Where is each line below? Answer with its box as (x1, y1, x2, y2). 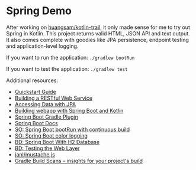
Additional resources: (6, 77, 58, 84)
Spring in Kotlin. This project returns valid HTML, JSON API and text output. (6, 30, 191, 37)
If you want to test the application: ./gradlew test (6, 65, 128, 72)
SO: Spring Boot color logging (14, 132, 88, 139)
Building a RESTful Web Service (14, 94, 93, 102)
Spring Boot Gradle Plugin (14, 113, 78, 120)
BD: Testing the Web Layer (14, 145, 80, 152)
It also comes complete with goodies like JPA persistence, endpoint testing (6, 36, 189, 43)
